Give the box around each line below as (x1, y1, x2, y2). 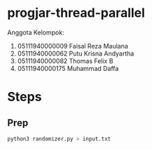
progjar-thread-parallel (7, 5, 146, 21)
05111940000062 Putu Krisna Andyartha (17, 49, 134, 58)
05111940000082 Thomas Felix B (17, 56, 113, 65)
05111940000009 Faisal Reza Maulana (17, 41, 128, 50)
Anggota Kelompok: (7, 28, 64, 37)
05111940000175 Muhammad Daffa (17, 64, 119, 72)
